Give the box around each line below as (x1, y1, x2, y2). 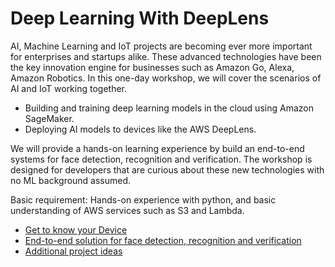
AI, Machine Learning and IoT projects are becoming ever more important (10, 40, 313, 52)
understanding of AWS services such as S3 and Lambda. (10, 204, 245, 216)
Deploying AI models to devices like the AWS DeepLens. (24, 123, 257, 135)
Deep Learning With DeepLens (10, 7, 270, 30)
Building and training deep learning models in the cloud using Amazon (24, 102, 314, 114)
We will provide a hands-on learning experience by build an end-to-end (10, 142, 305, 154)
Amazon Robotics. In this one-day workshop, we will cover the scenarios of (10, 72, 322, 84)
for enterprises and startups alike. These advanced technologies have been (10, 50, 322, 62)
